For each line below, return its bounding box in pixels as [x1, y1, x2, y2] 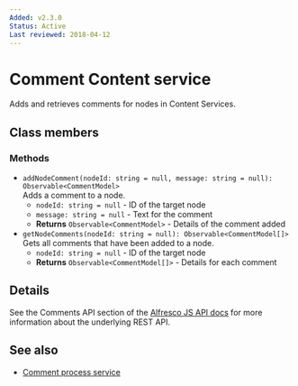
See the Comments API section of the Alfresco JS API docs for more [9, 307, 263, 317]
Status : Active [9, 22, 67, 31]
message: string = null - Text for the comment [35, 209, 213, 219]
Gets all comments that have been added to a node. [22, 238, 214, 248]
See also [9, 343, 59, 358]
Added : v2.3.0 [9, 13, 63, 23]
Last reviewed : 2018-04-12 [9, 30, 111, 39]
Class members [9, 124, 99, 140]
